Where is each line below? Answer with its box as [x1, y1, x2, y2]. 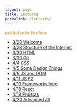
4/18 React [12, 86, 34, 92]
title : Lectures [5, 12, 38, 17]
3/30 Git [12, 55, 29, 61]
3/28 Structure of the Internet [12, 45, 72, 51]
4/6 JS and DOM [12, 71, 47, 77]
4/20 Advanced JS [12, 97, 51, 103]
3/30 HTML [12, 50, 36, 55]
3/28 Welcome [12, 39, 43, 45]
